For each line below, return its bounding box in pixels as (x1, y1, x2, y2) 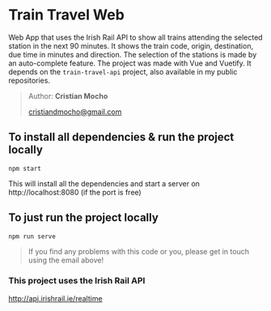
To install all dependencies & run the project (8, 130, 235, 144)
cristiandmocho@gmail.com (28, 107, 122, 117)
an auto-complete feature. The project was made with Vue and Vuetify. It (8, 58, 252, 68)
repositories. (8, 75, 51, 85)
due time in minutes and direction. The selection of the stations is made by (8, 49, 257, 59)
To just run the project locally (8, 211, 159, 224)
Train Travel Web (8, 6, 125, 24)
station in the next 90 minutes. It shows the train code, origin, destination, (8, 40, 253, 50)
